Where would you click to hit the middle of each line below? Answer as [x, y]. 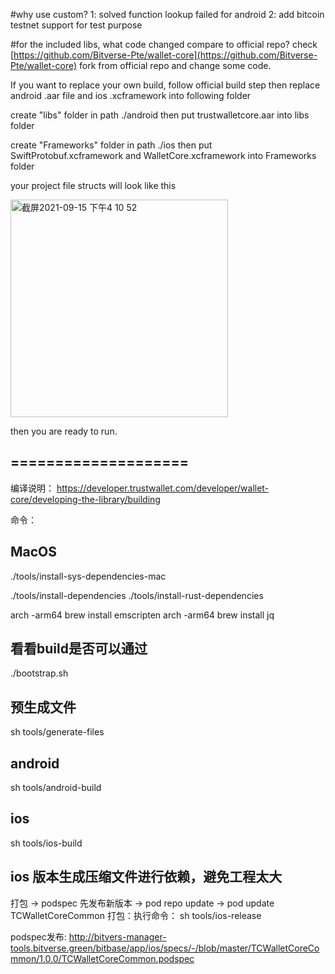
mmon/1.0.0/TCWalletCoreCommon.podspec [102, 958]
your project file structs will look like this [93, 185]
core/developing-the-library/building [85, 499]
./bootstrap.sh [39, 673]
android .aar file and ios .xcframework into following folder [131, 95]
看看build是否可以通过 [79, 649]
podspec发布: [38, 936]
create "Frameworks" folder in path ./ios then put [111, 145]
